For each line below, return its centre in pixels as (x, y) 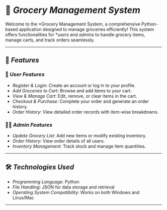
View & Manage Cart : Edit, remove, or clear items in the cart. (75, 96)
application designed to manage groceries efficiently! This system (86, 29)
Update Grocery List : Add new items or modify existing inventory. (79, 135)
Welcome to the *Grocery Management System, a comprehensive (73, 24)
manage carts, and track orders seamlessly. (50, 40)
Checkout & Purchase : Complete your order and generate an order (81, 101)
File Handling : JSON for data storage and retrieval (63, 187)
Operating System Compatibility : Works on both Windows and (76, 192)
